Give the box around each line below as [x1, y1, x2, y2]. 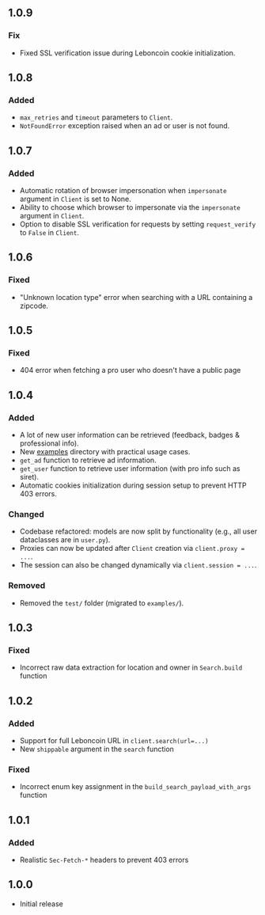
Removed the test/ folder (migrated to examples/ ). [19, 598, 184, 608]
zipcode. [19, 301, 49, 310]
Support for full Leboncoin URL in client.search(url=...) [19, 736, 209, 746]
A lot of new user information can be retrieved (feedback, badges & [19, 431, 240, 440]
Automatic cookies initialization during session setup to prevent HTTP [19, 480, 247, 490]
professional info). [19, 439, 79, 448]
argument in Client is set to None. [19, 194, 132, 204]
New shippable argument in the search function [19, 744, 174, 754]
